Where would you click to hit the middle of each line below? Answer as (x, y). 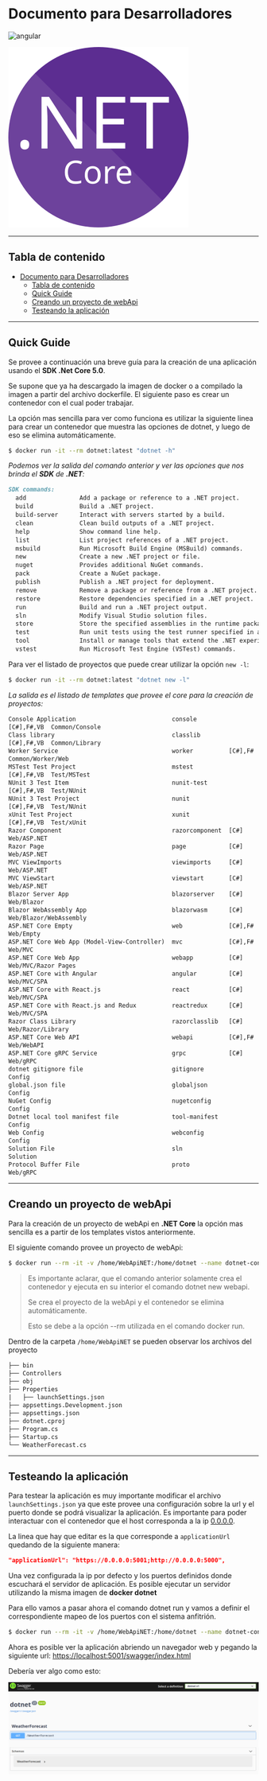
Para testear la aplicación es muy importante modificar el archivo (114, 1495)
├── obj (21, 1381)
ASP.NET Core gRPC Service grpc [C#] (126, 1053)
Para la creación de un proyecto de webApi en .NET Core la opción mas (126, 1223)
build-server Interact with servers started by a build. (120, 515)
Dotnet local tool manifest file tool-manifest (113, 1117)
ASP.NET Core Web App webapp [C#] (126, 958)
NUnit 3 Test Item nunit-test (108, 783)
